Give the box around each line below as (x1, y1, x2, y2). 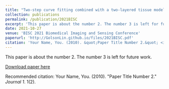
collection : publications (5, 12, 59, 17)
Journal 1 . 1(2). (5, 78, 36, 84)
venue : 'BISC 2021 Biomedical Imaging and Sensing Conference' (5, 31, 141, 36)
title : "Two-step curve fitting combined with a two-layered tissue (5, 7, 152, 13)
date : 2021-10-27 (5, 26, 42, 31)
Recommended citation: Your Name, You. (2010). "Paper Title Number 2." (5, 73, 157, 79)
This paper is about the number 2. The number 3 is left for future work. (5, 54, 152, 60)
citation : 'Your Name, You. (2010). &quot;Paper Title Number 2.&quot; (5, 40, 158, 45)
